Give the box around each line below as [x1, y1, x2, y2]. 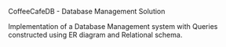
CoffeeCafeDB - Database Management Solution [8, 7, 166, 16]
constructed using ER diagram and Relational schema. [8, 31, 183, 39]
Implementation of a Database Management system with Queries [8, 22, 218, 31]
